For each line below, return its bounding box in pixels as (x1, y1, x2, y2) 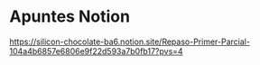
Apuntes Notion (9, 6, 131, 27)
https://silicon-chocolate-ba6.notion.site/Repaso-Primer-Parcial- (9, 36, 251, 47)
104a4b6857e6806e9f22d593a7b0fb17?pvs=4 (9, 45, 183, 56)
